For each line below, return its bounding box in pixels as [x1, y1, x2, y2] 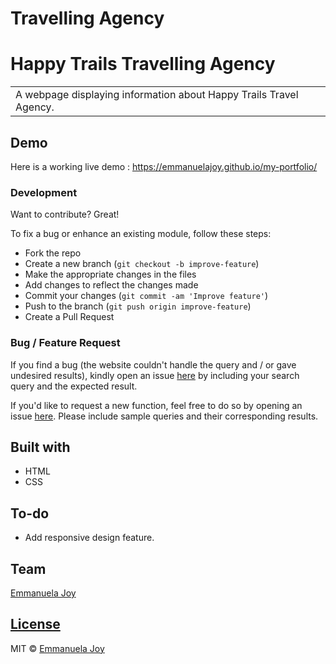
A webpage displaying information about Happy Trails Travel [15, 88, 299, 102]
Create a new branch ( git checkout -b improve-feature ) [24, 258, 260, 270]
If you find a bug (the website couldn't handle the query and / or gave [10, 358, 297, 371]
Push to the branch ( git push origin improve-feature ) [24, 300, 252, 312]
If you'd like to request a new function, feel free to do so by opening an [10, 399, 303, 411]
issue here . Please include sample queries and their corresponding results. [10, 410, 319, 422]
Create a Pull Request [24, 311, 115, 323]
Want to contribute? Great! [10, 208, 120, 221]
